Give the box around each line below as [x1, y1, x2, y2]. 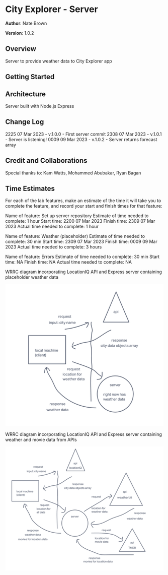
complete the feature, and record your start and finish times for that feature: [5, 203, 162, 209]
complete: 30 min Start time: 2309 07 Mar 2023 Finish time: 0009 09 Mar [5, 238, 157, 245]
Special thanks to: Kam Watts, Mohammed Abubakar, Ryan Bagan [5, 170, 141, 176]
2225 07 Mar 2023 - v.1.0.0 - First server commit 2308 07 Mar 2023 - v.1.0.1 [5, 131, 162, 137]
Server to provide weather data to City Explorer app [5, 58, 112, 64]
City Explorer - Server [5, 4, 98, 15]
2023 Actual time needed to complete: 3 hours [5, 244, 102, 250]
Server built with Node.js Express [5, 103, 74, 109]
